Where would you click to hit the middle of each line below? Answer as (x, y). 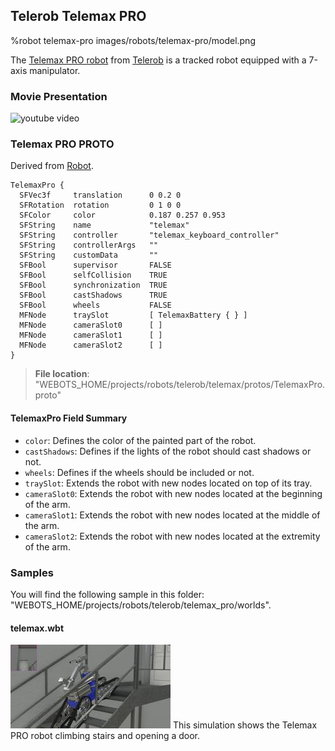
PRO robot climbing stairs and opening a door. (105, 736)
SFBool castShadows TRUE (93, 295)
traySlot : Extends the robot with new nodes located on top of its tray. (168, 483)
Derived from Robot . (52, 166)
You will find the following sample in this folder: (107, 594)
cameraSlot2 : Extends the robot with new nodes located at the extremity (172, 536)
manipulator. (55, 70)
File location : (62, 374)
